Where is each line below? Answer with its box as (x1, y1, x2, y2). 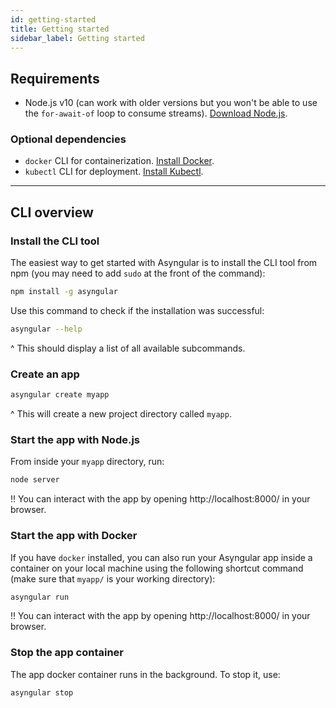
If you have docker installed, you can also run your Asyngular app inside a (10, 551, 313, 563)
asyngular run (10, 592, 70, 602)
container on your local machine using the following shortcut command (10, 562, 304, 574)
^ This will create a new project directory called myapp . (10, 408, 232, 420)
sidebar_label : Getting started (10, 33, 145, 43)
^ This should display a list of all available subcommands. (10, 342, 246, 354)
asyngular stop (10, 687, 74, 698)
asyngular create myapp (10, 390, 110, 400)
